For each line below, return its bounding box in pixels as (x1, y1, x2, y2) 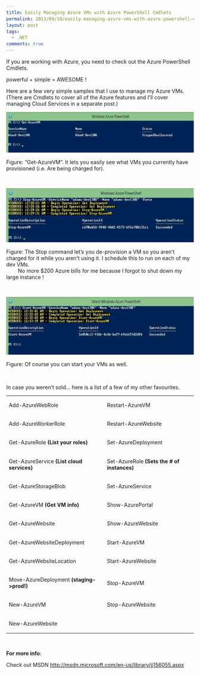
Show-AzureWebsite (107, 520, 158, 527)
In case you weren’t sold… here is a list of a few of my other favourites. (6, 384, 180, 391)
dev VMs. (6, 261, 30, 268)
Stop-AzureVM (107, 579, 145, 586)
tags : (6, 29, 20, 35)
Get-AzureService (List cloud (8, 457, 83, 464)
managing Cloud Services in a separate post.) (6, 100, 118, 107)
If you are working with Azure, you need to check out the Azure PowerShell (6, 58, 190, 65)
